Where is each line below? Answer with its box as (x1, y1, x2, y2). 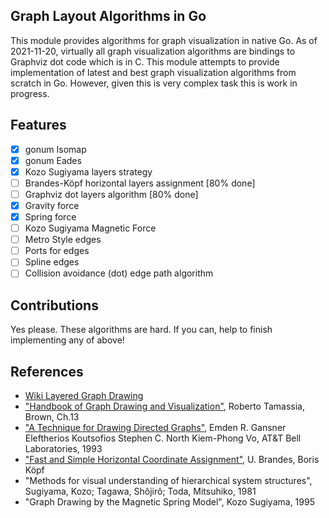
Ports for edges (24, 245, 90, 257)
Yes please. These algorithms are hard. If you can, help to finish (10, 324, 273, 336)
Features (10, 117, 67, 134)
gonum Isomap (24, 143, 87, 155)
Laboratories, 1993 (24, 443, 103, 454)
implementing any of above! (10, 334, 125, 346)
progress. (10, 87, 50, 99)
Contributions (10, 297, 99, 314)
